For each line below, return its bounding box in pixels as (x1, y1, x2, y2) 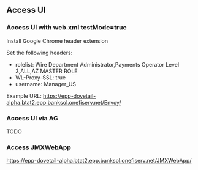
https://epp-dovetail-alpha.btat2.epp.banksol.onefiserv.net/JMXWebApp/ (6, 157, 192, 164)
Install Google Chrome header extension (6, 37, 109, 45)
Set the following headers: (6, 49, 73, 56)
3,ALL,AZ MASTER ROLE (15, 67, 78, 75)
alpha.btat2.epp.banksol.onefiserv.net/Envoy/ (6, 98, 121, 106)
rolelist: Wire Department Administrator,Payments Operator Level (15, 61, 180, 68)
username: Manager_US (15, 80, 77, 87)
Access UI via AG (6, 114, 58, 122)
